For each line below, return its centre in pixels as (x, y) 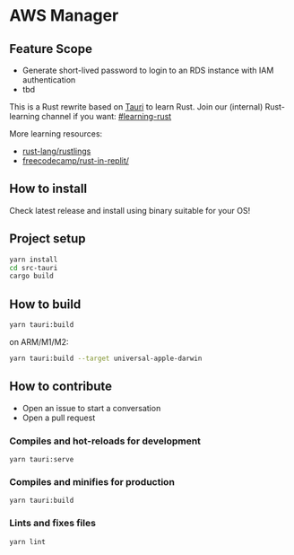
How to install (48, 189)
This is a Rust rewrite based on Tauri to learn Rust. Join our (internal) (136, 107)
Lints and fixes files (53, 524)
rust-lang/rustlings (56, 151)
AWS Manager (64, 16)
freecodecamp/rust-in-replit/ (76, 161)
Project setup (48, 239)
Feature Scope (51, 49)
